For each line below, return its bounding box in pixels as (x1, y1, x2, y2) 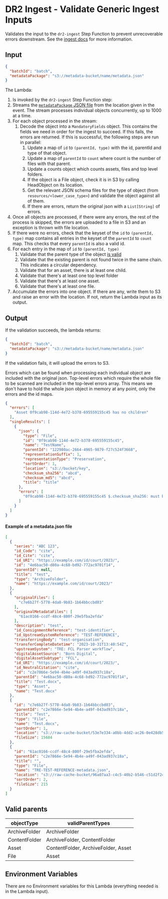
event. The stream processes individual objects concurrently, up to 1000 (12, 107, 161, 113)
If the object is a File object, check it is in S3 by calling (27, 177, 139, 183)
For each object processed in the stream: (12, 118, 97, 124)
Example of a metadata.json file (5, 523, 72, 530)
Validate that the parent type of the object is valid (19, 251, 121, 257)
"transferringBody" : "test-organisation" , (14, 637, 104, 642)
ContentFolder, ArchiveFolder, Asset (46, 844, 131, 851)
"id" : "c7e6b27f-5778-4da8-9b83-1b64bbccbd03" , (14, 702, 115, 708)
